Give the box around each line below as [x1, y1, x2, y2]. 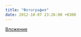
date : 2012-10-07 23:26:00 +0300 [5, 12, 76, 17]
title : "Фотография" [5, 7, 49, 13]
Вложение [5, 26, 28, 32]
